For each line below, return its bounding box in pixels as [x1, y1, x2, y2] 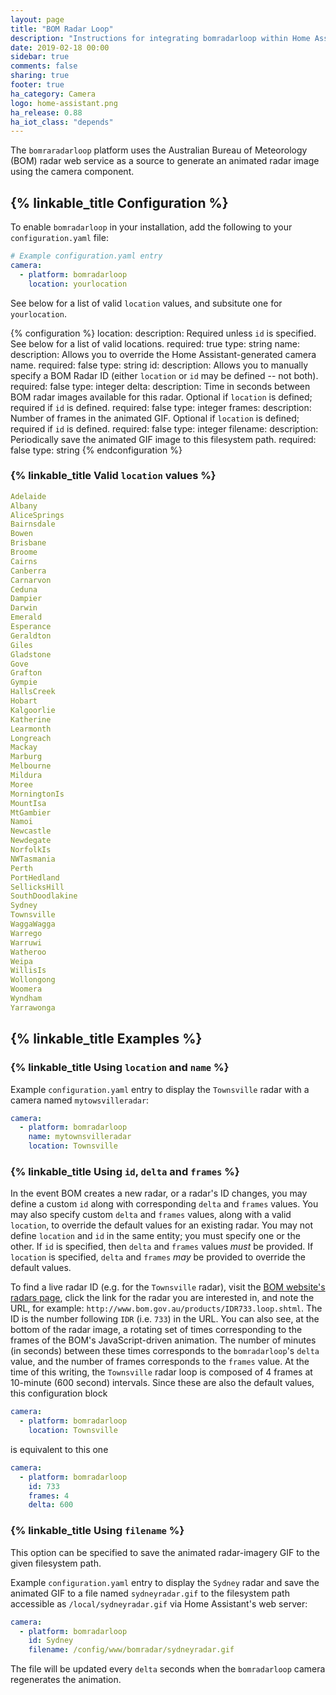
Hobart [10, 696, 38, 706]
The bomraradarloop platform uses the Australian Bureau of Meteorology [10, 144, 308, 156]
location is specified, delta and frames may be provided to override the [10, 1251, 307, 1263]
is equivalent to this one [10, 1443, 109, 1455]
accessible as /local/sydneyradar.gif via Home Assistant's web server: [10, 1597, 308, 1610]
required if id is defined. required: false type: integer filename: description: [10, 422, 319, 435]
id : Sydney [28, 1636, 74, 1646]
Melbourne [10, 761, 52, 771]
